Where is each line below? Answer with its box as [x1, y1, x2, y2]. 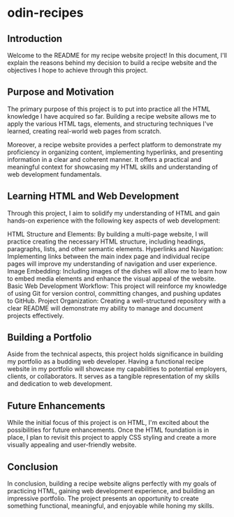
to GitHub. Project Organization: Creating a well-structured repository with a [7, 297, 226, 305]
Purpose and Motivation [7, 86, 114, 98]
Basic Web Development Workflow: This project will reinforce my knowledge [7, 281, 227, 290]
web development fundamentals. [7, 170, 102, 179]
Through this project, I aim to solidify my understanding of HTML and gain [7, 209, 220, 217]
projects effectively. [7, 311, 64, 320]
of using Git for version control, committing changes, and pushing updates [7, 289, 221, 297]
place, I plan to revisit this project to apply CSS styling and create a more [7, 433, 217, 442]
